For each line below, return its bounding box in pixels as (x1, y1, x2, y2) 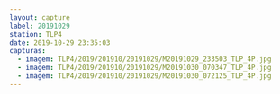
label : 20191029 (9, 21, 70, 30)
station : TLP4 (9, 30, 63, 38)
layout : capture (9, 13, 70, 22)
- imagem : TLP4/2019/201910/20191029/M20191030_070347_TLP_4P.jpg (17, 64, 272, 73)
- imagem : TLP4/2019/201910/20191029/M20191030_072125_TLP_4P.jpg (17, 72, 272, 81)
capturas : (9, 47, 47, 56)
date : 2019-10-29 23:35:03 (9, 38, 111, 47)
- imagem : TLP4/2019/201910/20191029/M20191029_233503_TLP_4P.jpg (17, 55, 272, 64)
